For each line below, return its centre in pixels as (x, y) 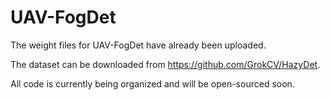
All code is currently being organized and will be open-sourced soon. (152, 83)
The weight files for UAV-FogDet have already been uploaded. (138, 45)
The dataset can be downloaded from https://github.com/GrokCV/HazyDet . (165, 64)
